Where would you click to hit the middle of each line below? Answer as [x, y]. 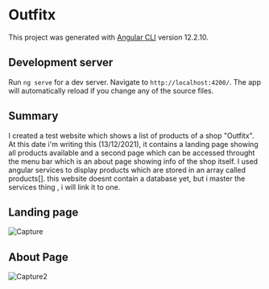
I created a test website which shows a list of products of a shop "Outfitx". [131, 136]
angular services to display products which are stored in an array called [127, 170]
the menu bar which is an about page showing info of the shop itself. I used [133, 161]
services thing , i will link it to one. [64, 186]
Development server [61, 63]
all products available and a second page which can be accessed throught [132, 153]
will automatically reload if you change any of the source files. [111, 90]
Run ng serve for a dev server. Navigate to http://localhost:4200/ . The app [135, 82]
